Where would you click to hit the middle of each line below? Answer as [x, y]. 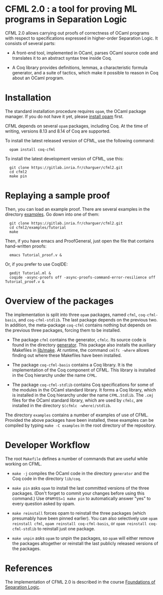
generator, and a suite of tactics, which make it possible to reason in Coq [85, 72]
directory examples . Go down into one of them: [52, 214]
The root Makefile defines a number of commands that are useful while [76, 458]
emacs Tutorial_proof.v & [36, 255]
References [29, 568]
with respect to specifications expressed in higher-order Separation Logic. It [81, 38]
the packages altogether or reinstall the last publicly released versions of [85, 543]
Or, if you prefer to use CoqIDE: [36, 264]
